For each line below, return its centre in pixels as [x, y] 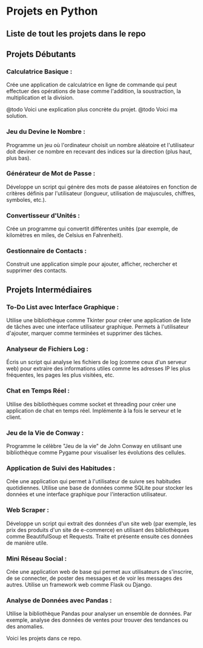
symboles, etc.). [26, 199]
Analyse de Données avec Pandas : [59, 600]
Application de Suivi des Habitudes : [61, 468]
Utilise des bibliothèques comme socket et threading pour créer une [91, 404]
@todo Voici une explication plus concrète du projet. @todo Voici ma [92, 109]
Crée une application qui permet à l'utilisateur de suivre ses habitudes [94, 481]
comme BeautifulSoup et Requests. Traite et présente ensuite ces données [100, 536]
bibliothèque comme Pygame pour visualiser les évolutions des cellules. [96, 453]
